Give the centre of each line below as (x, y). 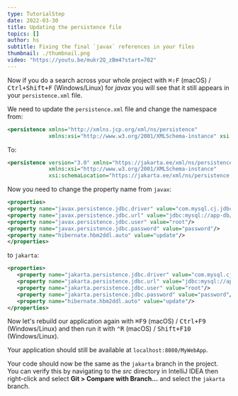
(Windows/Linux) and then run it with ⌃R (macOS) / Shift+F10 (99, 329)
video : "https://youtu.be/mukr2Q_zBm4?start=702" (82, 60)
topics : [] (23, 34)
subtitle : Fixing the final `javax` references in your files (101, 47)
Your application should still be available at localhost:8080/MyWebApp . (108, 350)
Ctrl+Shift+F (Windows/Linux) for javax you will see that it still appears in (118, 87)
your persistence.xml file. (45, 95)
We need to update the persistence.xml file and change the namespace (112, 109)
